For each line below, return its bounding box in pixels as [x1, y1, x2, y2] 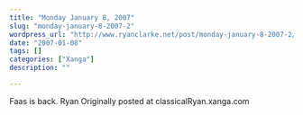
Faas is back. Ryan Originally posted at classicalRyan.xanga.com [9, 95, 250, 106]
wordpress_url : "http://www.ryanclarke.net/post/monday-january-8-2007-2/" [9, 30, 300, 39]
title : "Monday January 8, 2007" [9, 13, 135, 22]
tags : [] [9, 47, 42, 56]
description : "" [9, 64, 70, 73]
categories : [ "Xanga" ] [9, 55, 95, 64]
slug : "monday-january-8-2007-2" [9, 22, 135, 31]
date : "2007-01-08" [9, 38, 83, 48]
